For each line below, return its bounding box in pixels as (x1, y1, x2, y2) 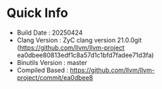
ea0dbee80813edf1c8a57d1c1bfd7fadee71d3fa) (16, 51, 154, 59)
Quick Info (6, 5, 68, 21)
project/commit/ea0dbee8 (16, 73, 94, 82)
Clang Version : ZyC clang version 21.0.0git (16, 35, 142, 44)
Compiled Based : (16, 66, 68, 74)
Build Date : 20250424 (16, 28, 83, 37)
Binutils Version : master (16, 58, 87, 66)
